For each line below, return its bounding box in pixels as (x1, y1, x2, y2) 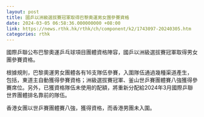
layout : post (6, 8, 39, 15)
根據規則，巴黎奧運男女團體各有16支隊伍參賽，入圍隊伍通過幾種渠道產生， (6, 69, 193, 76)
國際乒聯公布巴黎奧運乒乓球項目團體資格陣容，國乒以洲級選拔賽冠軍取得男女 (6, 49, 198, 56)
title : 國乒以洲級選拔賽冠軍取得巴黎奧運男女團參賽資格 (6, 14, 129, 21)
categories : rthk (6, 31, 50, 37)
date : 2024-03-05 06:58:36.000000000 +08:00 (6, 20, 121, 26)
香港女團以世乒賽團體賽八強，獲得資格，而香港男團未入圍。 (6, 104, 155, 112)
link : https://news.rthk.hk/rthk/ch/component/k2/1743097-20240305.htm (6, 25, 191, 32)
